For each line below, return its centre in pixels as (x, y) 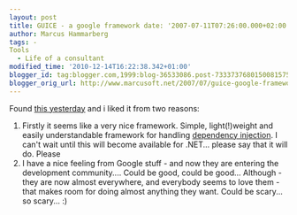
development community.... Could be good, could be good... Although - (152, 173)
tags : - (23, 42)
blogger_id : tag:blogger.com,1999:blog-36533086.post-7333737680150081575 (150, 75)
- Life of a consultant (61, 58)
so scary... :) (45, 201)
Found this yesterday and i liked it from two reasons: (105, 108)
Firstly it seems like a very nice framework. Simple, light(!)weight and (148, 126)
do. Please (41, 154)
